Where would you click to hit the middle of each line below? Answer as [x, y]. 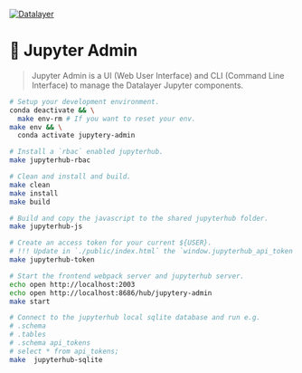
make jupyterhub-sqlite [56, 359]
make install [34, 193]
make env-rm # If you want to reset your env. [107, 119]
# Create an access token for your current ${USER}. [111, 243]
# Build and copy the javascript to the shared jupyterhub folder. [139, 218]
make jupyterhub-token [52, 260]
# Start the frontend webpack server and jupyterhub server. [127, 276]
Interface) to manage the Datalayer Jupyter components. [137, 85]
